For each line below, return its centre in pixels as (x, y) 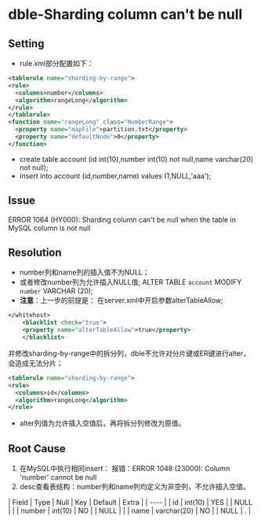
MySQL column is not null (49, 228)
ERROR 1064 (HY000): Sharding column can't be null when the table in (122, 219)
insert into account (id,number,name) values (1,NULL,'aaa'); (115, 175)
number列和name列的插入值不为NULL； (84, 272)
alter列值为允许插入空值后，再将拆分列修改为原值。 (102, 423)
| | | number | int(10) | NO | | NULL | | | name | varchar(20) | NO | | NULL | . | (130, 511)
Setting (26, 44)
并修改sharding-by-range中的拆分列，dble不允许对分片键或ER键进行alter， (129, 353)
